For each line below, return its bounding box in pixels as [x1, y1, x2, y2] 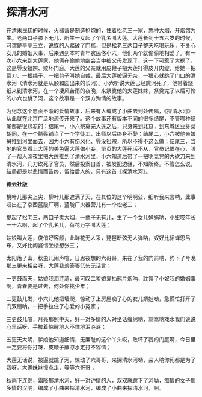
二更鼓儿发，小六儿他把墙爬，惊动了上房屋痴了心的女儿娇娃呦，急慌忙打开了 [6, 295, 196, 302]
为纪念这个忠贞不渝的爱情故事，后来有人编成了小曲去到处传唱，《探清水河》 [6, 107, 194, 115]
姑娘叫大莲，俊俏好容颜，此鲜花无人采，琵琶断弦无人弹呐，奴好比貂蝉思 [6, 233, 185, 241]
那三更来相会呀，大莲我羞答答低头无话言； [6, 262, 112, 269]
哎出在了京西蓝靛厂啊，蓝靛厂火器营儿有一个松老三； [6, 200, 138, 208]
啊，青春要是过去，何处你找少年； [6, 282, 91, 290]
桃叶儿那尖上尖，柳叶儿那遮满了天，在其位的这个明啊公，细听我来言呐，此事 [6, 193, 196, 200]
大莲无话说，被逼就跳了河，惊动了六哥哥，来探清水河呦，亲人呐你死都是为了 [6, 356, 196, 363]
